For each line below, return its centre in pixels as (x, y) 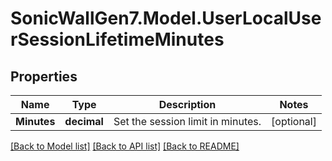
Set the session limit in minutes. (187, 121)
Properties (44, 76)
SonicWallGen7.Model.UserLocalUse (166, 18)
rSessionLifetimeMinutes (117, 39)
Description (187, 104)
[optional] (294, 121)
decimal (84, 121)
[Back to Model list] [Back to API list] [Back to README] (125, 146)
